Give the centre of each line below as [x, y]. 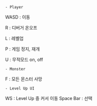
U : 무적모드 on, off [24, 59]
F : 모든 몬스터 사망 [24, 79]
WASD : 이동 [18, 17]
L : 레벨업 [14, 38]
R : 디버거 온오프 [21, 28]
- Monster [15, 69]
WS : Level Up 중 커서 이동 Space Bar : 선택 [49, 98]
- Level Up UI [20, 88]
